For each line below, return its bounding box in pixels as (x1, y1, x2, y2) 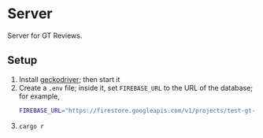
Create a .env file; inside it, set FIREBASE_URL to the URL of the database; (18, 83, 254, 92)
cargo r (18, 122, 44, 130)
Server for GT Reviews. (7, 31, 83, 40)
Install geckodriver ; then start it (18, 74, 120, 84)
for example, (18, 91, 60, 101)
